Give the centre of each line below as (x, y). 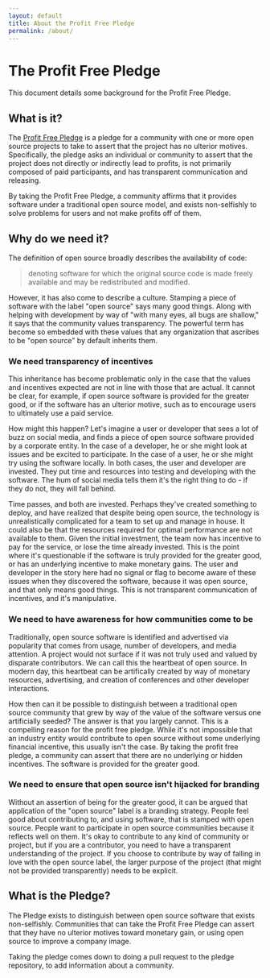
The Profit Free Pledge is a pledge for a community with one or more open (131, 138)
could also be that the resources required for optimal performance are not (131, 530)
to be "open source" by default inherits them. (83, 340)
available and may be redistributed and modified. (109, 282)
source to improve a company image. (70, 941)
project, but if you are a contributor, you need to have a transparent (120, 845)
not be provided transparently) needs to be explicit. (93, 870)
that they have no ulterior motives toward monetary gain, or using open (126, 932)
